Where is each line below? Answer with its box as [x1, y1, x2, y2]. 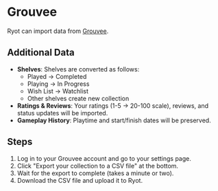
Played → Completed [27, 72, 87, 80]
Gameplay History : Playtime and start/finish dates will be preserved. [16, 116, 211, 124]
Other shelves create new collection [27, 94, 130, 102]
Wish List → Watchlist [27, 87, 89, 95]
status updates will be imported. [16, 109, 108, 117]
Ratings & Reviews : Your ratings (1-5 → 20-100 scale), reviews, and [16, 101, 209, 110]
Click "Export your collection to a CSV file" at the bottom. [16, 161, 179, 170]
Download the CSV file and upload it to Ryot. [16, 176, 143, 184]
